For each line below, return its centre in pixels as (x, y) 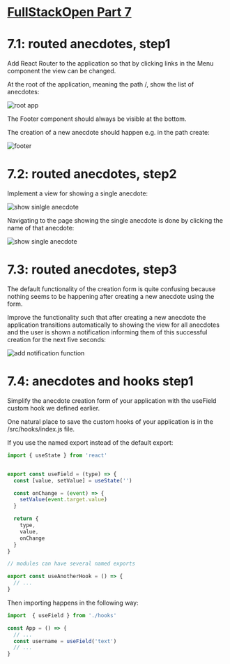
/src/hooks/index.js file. (41, 429)
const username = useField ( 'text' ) (65, 641)
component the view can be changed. (62, 71)
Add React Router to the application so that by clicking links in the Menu (110, 64)
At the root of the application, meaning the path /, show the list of (101, 84)
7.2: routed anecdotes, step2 (92, 174)
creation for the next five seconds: (57, 340)
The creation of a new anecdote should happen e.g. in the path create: (109, 133)
